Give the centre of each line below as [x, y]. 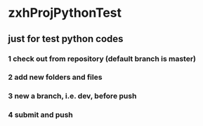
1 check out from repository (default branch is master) [102, 59]
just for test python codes [66, 39]
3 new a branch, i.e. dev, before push [72, 96]
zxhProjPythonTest [65, 13]
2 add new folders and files [55, 77]
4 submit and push [40, 115]
